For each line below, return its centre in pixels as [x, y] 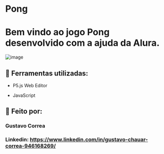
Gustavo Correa [25, 126]
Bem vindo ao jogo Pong [58, 32]
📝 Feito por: [24, 111]
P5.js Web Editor [30, 85]
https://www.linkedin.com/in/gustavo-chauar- [89, 140]
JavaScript [24, 95]
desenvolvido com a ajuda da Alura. [83, 43]
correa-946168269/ [31, 146]
